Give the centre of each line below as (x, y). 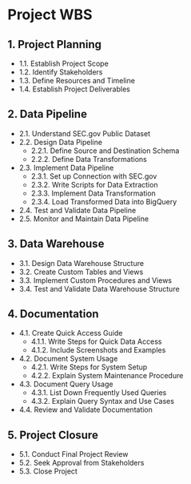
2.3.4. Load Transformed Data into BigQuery (104, 201)
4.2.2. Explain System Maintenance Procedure (107, 376)
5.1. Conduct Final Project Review (74, 454)
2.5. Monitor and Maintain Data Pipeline (84, 219)
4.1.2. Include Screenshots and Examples (98, 350)
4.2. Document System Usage (68, 359)
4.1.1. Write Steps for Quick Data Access (96, 341)
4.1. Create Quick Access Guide (71, 333)
